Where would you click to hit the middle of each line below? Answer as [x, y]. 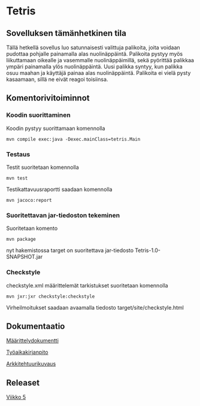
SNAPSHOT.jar [25, 257]
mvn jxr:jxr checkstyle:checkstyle [51, 296]
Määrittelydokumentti [32, 341]
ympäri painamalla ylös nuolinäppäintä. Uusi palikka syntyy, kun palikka [94, 66]
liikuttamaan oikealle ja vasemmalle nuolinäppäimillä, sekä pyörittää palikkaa [100, 60]
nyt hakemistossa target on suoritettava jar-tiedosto [70, 250]
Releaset [23, 382]
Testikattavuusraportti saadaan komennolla [59, 189]
